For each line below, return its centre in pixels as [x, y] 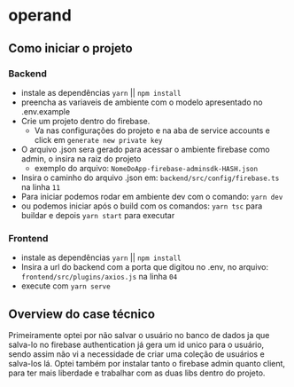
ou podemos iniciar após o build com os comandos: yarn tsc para [142, 206]
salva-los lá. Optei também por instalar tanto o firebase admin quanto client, [147, 363]
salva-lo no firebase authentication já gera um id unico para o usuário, [136, 344]
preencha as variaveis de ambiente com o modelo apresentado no [142, 102]
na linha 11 [41, 186]
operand [40, 16]
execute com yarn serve [66, 286]
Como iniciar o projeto [71, 48]
